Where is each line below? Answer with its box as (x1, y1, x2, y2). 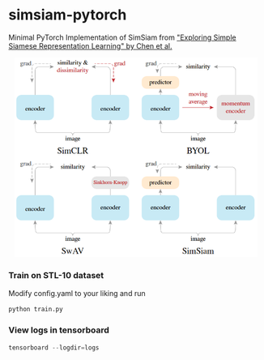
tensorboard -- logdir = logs (8, 343, 100, 352)
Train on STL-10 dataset (8, 270, 104, 281)
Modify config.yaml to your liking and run (8, 288, 146, 298)
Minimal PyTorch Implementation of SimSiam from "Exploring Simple (8, 32, 236, 42)
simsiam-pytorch (8, 6, 127, 24)
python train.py (8, 305, 63, 313)
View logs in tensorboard (8, 324, 109, 336)
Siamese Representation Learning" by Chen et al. (8, 41, 172, 50)
